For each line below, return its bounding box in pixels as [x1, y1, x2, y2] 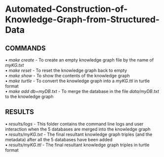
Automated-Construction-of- [5, 3, 128, 15]
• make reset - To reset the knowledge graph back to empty [5, 67, 127, 73]
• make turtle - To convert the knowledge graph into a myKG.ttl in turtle [5, 78, 150, 84]
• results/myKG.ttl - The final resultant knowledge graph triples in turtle [5, 142, 150, 148]
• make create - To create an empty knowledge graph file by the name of [5, 57, 154, 63]
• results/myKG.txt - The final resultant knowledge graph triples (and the [5, 131, 153, 137]
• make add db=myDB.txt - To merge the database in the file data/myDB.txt [5, 89, 159, 94]
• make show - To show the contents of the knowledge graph [5, 73, 130, 78]
